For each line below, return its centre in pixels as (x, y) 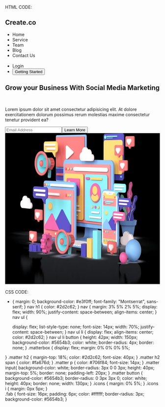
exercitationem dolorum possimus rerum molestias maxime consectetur (77, 114)
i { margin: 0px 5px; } (26, 388)
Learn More (75, 130)
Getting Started (28, 72)
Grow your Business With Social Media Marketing (82, 88)
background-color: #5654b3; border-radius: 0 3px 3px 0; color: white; (76, 378)
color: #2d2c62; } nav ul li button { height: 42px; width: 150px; (75, 337)
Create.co (21, 22)
